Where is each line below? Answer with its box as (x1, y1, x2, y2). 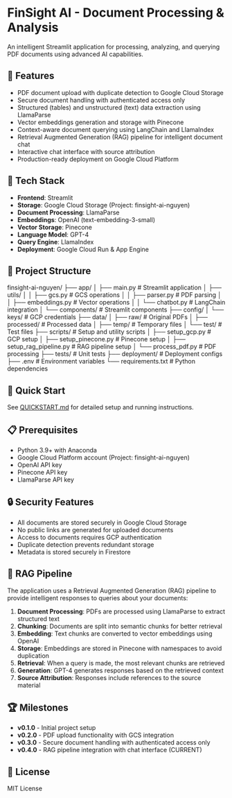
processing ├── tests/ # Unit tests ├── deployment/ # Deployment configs (7, 350, 223, 358)
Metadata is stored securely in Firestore (17, 547, 131, 556)
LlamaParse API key (17, 475, 75, 484)
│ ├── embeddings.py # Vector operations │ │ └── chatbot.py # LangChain (7, 298, 226, 307)
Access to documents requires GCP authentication (17, 533, 162, 541)
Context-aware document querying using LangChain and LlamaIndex (17, 125, 215, 133)
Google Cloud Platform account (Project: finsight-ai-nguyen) (17, 453, 190, 461)
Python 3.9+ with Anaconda (17, 446, 97, 454)
